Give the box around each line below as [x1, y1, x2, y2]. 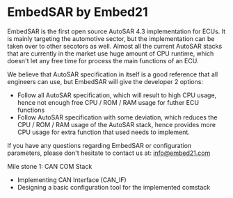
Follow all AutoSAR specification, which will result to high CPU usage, [17, 91, 217, 99]
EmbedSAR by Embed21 [7, 4, 148, 20]
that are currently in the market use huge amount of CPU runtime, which [7, 49, 214, 58]
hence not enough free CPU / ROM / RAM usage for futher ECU [17, 98, 200, 106]
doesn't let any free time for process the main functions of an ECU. [7, 56, 199, 65]
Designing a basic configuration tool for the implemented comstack [17, 183, 211, 191]
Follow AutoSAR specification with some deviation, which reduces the [17, 113, 218, 122]
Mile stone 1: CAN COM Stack [7, 162, 93, 170]
